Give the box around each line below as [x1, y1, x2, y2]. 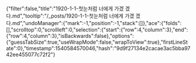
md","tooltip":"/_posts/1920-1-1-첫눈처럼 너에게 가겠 [12, 12, 135, 19]
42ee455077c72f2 [6, 51, 51, 58]
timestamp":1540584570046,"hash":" [26, 45, 117, 51]
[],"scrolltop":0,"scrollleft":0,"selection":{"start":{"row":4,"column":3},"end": [6, 26, 188, 33]
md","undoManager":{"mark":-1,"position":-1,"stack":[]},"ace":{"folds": [12, 20, 182, 26]
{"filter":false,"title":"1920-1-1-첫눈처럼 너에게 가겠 [6, 5, 124, 12]
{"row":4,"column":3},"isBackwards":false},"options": [6, 33, 135, 39]
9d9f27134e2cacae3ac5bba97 [116, 45, 191, 51]
